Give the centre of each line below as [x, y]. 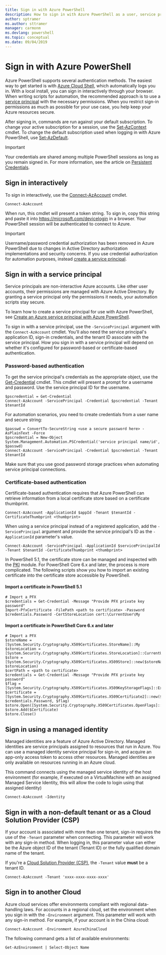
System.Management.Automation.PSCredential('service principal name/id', [83, 442]
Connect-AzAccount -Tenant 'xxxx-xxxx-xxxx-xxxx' [57, 877]
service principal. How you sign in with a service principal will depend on [79, 343]
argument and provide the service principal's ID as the [97, 531]
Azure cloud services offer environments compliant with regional [71, 904]
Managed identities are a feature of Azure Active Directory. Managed [75, 741]
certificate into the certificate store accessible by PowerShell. [68, 575]
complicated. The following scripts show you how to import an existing [77, 570]
